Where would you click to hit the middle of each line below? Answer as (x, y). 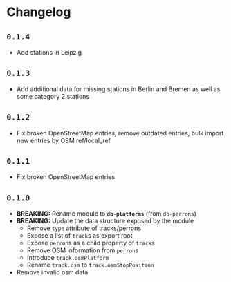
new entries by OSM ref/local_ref (64, 140)
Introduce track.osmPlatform (68, 258)
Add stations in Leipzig (49, 52)
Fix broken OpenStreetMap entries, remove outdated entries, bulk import (120, 133)
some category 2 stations (53, 96)
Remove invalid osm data (52, 272)
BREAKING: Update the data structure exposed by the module (105, 221)
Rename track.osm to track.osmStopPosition (90, 265)
